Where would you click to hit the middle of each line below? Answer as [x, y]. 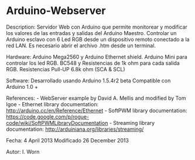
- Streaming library [132, 123]
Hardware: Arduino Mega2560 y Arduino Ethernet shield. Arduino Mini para [97, 57]
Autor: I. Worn [23, 152]
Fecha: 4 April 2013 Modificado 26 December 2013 [67, 140]
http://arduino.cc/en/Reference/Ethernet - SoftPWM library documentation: [97, 110]
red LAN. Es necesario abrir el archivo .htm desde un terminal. [81, 46]
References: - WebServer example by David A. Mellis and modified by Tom [96, 98]
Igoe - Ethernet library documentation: [52, 104]
